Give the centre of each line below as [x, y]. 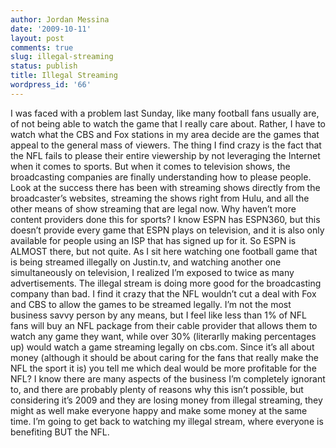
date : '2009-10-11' [51, 29]
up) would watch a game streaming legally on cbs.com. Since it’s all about [162, 347]
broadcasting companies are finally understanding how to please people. [161, 177]
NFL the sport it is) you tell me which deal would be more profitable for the [163, 368]
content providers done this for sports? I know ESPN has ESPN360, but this [165, 219]
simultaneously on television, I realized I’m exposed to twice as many [152, 272]
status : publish [44, 66]
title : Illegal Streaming [64, 76]
